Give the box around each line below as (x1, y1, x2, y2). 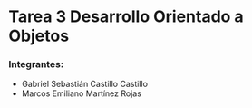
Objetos (8, 25, 70, 46)
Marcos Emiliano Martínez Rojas (21, 88, 142, 99)
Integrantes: (8, 58, 64, 71)
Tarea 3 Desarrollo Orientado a (8, 6, 244, 27)
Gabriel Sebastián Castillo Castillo (21, 79, 149, 90)
